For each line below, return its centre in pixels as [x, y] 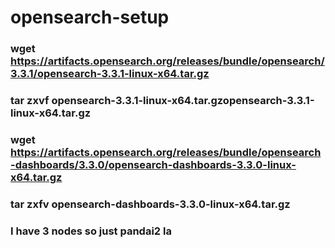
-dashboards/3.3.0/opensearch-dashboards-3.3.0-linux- [153, 164]
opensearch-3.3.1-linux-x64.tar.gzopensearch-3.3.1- [183, 101]
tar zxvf [30, 101]
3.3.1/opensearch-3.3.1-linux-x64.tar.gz [110, 74]
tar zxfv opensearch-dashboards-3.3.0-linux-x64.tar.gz [150, 204]
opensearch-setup [90, 17]
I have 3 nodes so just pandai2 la [91, 231]
